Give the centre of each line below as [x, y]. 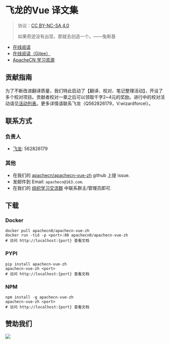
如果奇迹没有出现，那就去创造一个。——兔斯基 [66, 36]
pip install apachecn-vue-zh [36, 264]
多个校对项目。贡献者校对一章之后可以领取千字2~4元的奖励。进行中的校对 [83, 97]
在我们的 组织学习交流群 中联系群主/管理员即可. [62, 188]
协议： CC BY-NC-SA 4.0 [43, 25]
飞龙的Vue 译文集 [42, 10]
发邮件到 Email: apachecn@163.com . [48, 182]
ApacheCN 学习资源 [33, 60]
